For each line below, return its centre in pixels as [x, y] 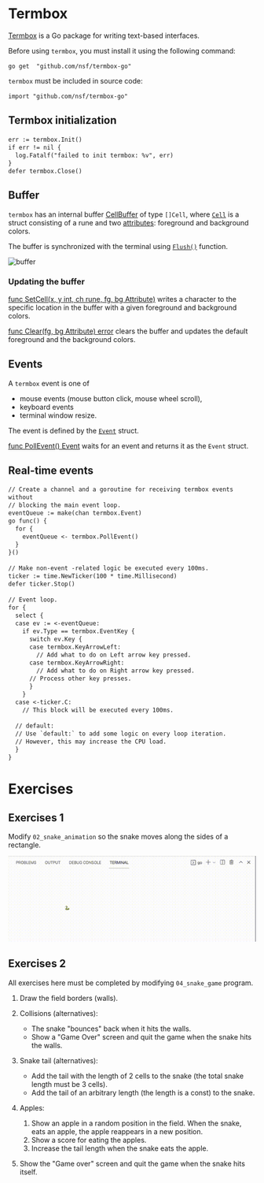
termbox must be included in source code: [75, 80]
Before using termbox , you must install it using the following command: [122, 50]
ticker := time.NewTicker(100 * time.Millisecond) [93, 576]
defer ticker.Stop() [42, 584]
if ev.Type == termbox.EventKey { [79, 631]
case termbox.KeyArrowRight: [77, 663]
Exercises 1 [36, 818]
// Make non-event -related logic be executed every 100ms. [109, 568]
